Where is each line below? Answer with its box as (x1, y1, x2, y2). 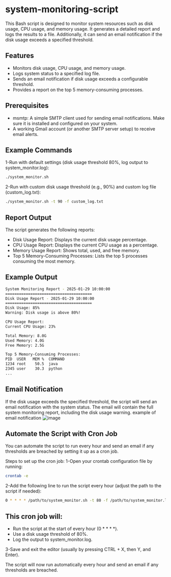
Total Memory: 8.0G (5, 333, 47, 338)
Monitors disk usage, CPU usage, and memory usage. (12, 65, 126, 71)
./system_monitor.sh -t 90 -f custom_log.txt (5, 199, 103, 204)
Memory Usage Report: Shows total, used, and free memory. (12, 247, 140, 253)
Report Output (5, 213, 52, 222)
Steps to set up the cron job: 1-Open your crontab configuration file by (5, 458, 153, 464)
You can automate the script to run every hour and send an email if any (5, 443, 154, 449)
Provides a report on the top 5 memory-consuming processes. (12, 87, 144, 93)
